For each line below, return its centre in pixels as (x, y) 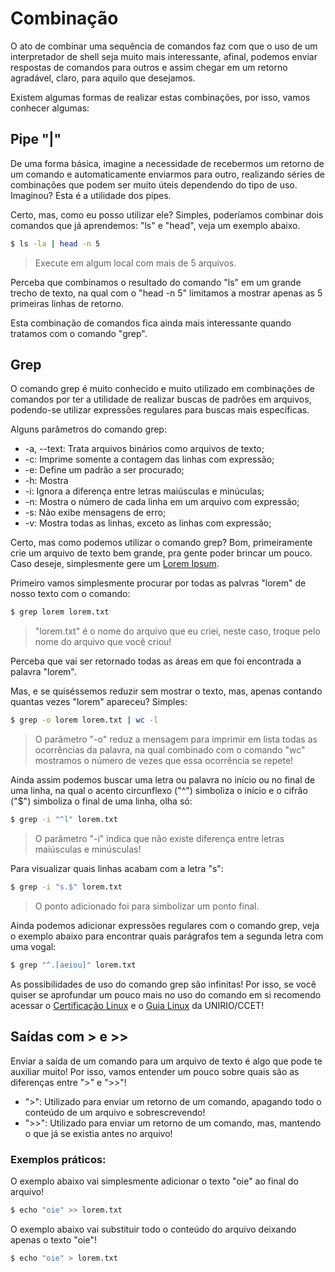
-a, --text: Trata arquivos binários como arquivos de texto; (144, 449)
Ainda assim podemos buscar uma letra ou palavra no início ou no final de (163, 780)
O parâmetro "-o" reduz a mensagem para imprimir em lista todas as (176, 739)
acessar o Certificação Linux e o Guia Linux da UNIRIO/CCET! (137, 1005)
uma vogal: (33, 946)
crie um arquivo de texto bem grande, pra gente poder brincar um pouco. (161, 553)
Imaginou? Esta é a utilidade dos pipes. (91, 195)
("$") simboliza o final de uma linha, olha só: (101, 801)
